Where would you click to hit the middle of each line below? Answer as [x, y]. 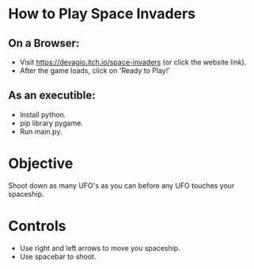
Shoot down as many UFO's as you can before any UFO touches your [121, 185]
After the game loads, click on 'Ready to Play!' [95, 71]
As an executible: [52, 96]
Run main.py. [41, 131]
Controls [37, 226]
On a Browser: [44, 43]
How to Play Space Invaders [102, 14]
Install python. [43, 114]
